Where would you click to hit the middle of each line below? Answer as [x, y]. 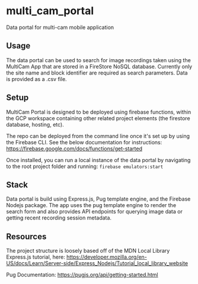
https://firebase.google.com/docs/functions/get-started [74, 149]
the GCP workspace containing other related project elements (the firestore [98, 118]
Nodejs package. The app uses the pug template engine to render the [91, 205]
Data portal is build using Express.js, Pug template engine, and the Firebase [98, 199]
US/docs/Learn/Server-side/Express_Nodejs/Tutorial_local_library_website [97, 263]
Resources [26, 236]
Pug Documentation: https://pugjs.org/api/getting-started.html [82, 275]
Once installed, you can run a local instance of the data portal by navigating [98, 160]
